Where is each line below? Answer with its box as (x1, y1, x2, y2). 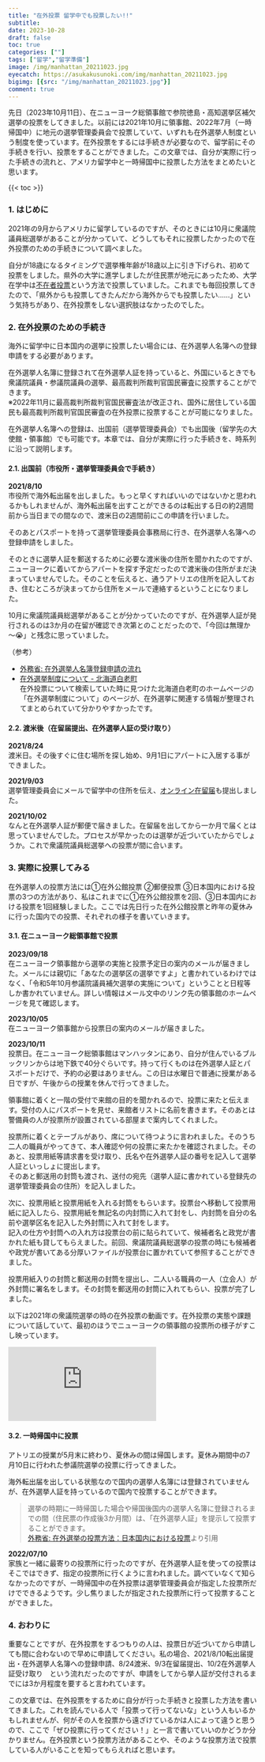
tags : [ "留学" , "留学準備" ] (8, 56, 90, 64)
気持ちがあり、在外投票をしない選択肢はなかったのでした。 (14, 300, 209, 309)
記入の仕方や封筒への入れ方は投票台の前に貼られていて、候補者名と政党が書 (8, 1227, 256, 1237)
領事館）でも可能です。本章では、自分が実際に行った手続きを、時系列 (28, 434, 256, 443)
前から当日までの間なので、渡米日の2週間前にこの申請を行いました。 (8, 511, 233, 521)
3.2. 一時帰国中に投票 (8, 1431, 79, 1441)
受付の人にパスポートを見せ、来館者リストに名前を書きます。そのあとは (21, 1105, 256, 1114)
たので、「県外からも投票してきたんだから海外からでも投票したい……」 (8, 290, 237, 299)
